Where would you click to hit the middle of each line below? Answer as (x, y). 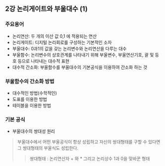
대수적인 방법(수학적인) (34, 93)
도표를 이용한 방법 (29, 99)
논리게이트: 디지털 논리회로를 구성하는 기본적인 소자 (62, 42)
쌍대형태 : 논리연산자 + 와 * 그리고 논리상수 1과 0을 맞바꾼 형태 (90, 159)
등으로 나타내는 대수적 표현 (43, 61)
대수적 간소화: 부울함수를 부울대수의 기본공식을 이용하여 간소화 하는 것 (80, 67)
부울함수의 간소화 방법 (30, 81)
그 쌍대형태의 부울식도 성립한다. (48, 148)
